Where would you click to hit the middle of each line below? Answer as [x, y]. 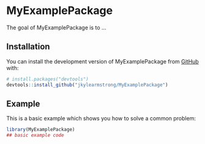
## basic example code [35, 135]
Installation [28, 47]
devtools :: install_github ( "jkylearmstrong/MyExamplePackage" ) [87, 85]
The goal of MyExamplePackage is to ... [56, 27]
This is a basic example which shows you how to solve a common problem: [101, 118]
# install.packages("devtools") [47, 79]
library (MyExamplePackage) [41, 130]
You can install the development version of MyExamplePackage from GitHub [102, 61]
